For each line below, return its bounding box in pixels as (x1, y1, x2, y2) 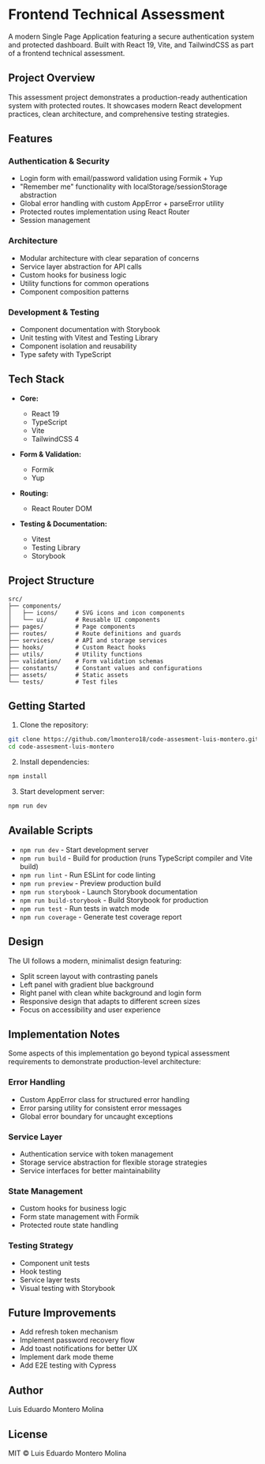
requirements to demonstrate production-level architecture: (8, 1057, 201, 1067)
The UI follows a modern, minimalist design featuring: (8, 956, 182, 965)
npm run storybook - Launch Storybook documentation (19, 886, 198, 896)
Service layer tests (19, 1274, 80, 1285)
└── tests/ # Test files (8, 678, 118, 686)
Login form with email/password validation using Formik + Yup (19, 174, 223, 183)
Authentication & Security (8, 156, 110, 167)
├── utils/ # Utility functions (8, 650, 144, 658)
